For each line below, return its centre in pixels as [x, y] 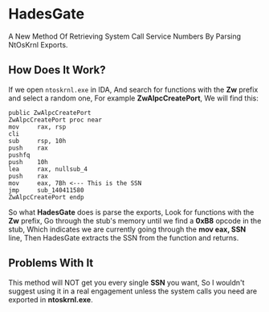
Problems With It [51, 263]
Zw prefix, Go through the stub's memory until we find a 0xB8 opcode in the [135, 220]
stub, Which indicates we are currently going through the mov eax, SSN [127, 229]
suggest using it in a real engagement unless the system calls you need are [133, 291]
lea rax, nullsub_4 [48, 169]
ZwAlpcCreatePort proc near [55, 120]
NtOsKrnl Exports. [38, 44]
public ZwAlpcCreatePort [50, 113]
